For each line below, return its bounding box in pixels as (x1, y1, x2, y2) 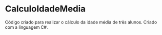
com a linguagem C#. (5, 24, 48, 30)
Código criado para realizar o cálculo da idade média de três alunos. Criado (5, 19, 157, 25)
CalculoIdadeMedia (5, 3, 86, 14)
